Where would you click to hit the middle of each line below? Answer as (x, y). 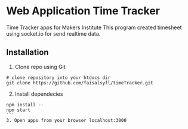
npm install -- (25, 105)
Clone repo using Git (40, 67)
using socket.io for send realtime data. (53, 33)
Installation (27, 53)
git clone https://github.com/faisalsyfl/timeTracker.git (80, 83)
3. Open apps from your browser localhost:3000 (67, 120)
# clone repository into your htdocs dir (58, 78)
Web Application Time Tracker (83, 11)
